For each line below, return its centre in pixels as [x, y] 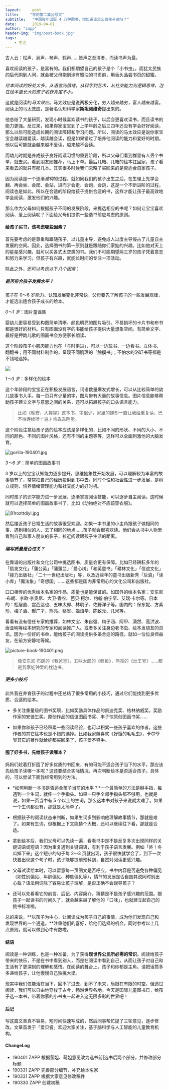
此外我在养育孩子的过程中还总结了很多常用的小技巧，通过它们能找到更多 [80, 693]
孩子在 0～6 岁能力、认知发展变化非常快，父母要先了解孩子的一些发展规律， [84, 295]
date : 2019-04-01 [30, 24]
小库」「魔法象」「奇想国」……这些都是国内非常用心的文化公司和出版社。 [79, 581]
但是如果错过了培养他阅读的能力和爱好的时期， [115, 138]
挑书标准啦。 [26, 906]
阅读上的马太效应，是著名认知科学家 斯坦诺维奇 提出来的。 [64, 108]
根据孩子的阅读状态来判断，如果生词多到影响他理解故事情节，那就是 [83, 817]
